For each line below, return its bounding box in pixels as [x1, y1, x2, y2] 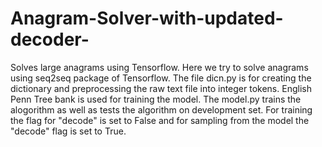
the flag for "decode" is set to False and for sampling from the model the [10, 114, 310, 126]
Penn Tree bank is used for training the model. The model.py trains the [10, 93, 302, 105]
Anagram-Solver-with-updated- [10, 7, 284, 30]
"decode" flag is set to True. [10, 125, 127, 137]
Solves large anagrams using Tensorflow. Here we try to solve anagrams [10, 61, 309, 73]
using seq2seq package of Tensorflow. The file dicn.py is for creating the [10, 72, 312, 84]
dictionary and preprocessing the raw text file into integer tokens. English [10, 82, 312, 94]
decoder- [10, 28, 90, 51]
